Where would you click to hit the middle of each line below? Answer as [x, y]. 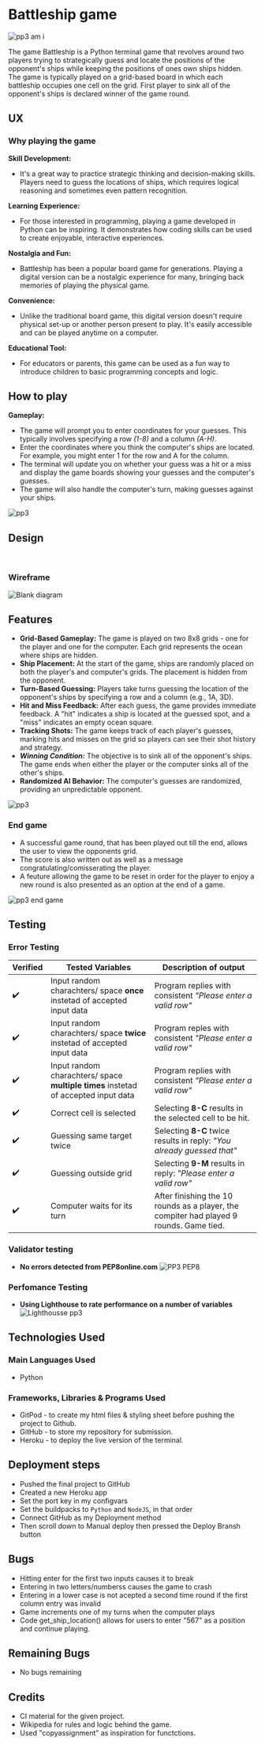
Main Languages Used [52, 1360]
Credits [27, 1697]
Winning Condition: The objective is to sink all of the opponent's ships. [136, 756]
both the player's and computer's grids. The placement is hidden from [133, 672]
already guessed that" [196, 1151]
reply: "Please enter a [194, 1173]
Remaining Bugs [49, 1653]
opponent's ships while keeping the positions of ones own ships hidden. [125, 68]
